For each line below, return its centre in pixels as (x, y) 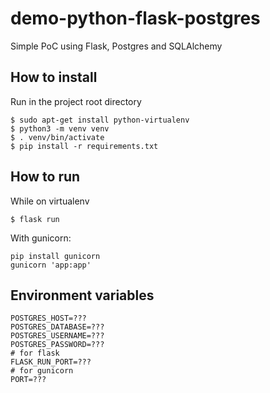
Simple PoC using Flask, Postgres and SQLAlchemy (116, 46)
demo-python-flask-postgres (135, 18)
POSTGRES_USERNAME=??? (57, 336)
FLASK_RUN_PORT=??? (51, 362)
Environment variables (82, 295)
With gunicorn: (41, 238)
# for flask (35, 353)
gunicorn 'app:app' (51, 265)
